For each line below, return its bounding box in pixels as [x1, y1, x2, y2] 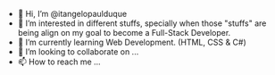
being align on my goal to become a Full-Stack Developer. [17, 28, 231, 37]
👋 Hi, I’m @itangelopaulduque [17, 9, 128, 19]
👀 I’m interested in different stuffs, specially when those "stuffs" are [17, 18, 267, 29]
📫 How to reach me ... [17, 56, 101, 67]
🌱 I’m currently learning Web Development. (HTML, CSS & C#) [17, 37, 247, 47]
